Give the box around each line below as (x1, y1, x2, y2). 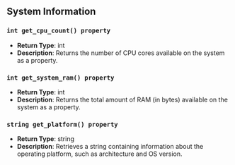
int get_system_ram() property (6, 73, 115, 82)
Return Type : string (16, 135, 75, 143)
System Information (6, 6, 96, 18)
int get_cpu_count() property (6, 27, 111, 35)
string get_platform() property (6, 120, 118, 128)
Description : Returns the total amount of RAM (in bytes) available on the (16, 95, 228, 104)
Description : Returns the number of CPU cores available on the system (16, 49, 225, 57)
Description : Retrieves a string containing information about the (16, 142, 204, 151)
